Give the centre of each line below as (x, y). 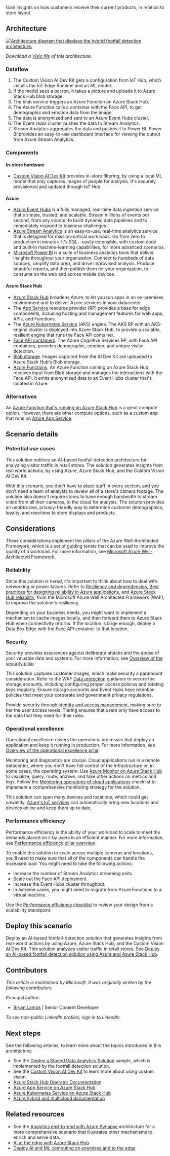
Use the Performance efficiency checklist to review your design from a (79, 905)
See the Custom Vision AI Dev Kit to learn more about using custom (83, 1071)
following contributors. (29, 988)
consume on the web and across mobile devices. (64, 274)
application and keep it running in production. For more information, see (81, 745)
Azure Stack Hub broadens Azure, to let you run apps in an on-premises (88, 297)
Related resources (35, 1114)
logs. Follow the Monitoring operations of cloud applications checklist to (81, 782)
